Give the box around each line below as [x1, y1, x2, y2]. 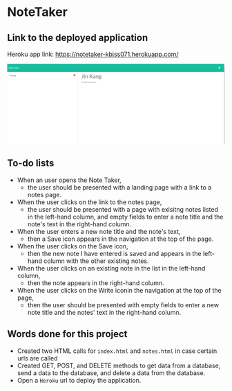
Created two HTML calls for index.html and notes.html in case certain [17, 347, 217, 355]
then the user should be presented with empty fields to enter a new [27, 300, 220, 309]
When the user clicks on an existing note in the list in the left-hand [17, 264, 206, 272]
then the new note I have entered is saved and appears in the [27, 249, 202, 257]
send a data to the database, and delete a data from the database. [17, 368, 206, 377]
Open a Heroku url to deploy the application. [17, 376, 142, 384]
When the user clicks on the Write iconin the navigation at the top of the [17, 286, 222, 294]
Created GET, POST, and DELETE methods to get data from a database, [17, 361, 221, 370]
